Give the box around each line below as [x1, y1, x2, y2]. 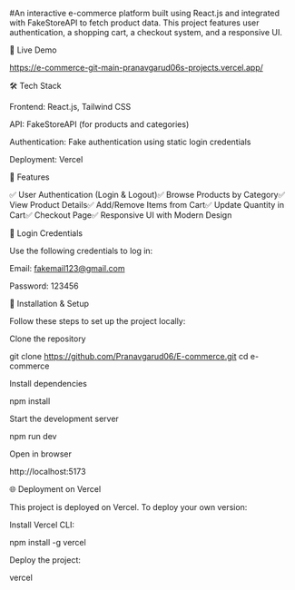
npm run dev [9, 431, 57, 441]
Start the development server [9, 413, 120, 424]
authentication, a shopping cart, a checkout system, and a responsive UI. [9, 27, 283, 37]
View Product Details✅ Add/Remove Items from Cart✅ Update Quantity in [9, 200, 285, 210]
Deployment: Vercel [9, 154, 84, 164]
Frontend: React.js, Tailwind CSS [9, 102, 132, 112]
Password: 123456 [9, 280, 79, 291]
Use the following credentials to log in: [9, 245, 153, 256]
